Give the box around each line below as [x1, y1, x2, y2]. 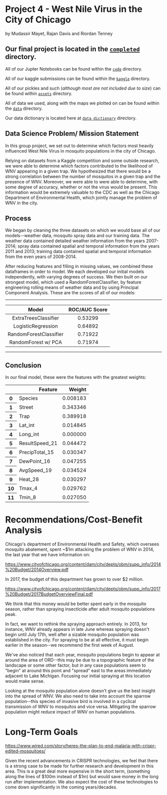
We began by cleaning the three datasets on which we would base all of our [5, 227, 161, 233]
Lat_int [19, 422, 35, 429]
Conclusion [5, 361, 42, 369]
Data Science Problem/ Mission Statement [5, 129, 139, 138]
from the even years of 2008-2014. [5, 254, 77, 260]
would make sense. [5, 678, 45, 684]
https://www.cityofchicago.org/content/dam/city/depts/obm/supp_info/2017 [5, 586, 161, 592]
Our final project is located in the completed [5, 45, 140, 53]
